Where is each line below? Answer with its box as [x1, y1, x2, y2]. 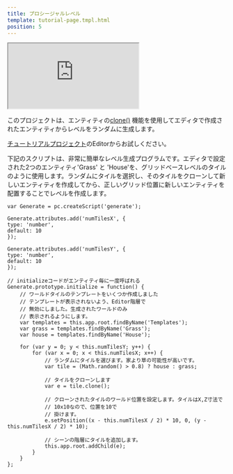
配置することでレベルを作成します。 [7, 189, 111, 198]
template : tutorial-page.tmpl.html [7, 17, 111, 24]
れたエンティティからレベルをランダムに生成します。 [7, 125, 159, 133]
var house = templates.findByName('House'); [19, 331, 151, 338]
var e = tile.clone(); [44, 383, 111, 390]
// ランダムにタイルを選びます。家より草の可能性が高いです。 [44, 357, 198, 364]
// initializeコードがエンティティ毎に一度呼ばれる [7, 278, 140, 285]
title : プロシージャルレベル [7, 10, 81, 17]
